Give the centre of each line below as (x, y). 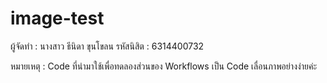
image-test (57, 18)
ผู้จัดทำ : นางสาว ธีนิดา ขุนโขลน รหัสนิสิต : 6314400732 (107, 46)
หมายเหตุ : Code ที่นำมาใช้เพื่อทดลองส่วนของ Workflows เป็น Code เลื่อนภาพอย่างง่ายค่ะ (164, 66)
